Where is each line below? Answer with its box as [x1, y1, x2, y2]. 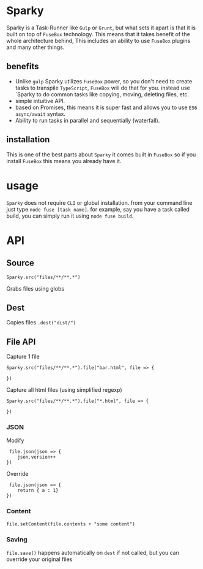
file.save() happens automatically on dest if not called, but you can [6, 549, 179, 557]
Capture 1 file [6, 353, 40, 361]
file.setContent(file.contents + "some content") [6, 521, 136, 527]
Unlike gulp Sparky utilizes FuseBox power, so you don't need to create [15, 77, 193, 85]
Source [6, 258, 35, 269]
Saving [6, 535, 28, 543]
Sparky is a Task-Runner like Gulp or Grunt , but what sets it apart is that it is [6, 24, 196, 31]
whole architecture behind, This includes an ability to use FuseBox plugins [6, 37, 191, 44]
